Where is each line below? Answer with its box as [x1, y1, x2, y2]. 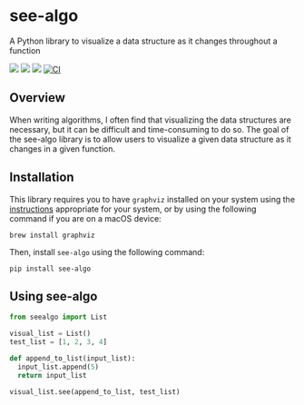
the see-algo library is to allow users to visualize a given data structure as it [9, 133, 292, 144]
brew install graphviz [9, 231, 95, 240]
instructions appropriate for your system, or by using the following [9, 203, 257, 214]
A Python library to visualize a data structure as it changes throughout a [9, 35, 279, 46]
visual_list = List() [9, 329, 92, 339]
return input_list [17, 370, 88, 380]
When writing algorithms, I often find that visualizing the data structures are [9, 114, 292, 125]
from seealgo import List [9, 312, 107, 322]
